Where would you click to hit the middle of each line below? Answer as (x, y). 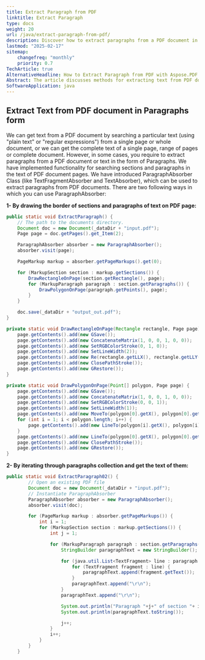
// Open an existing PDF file (67, 482)
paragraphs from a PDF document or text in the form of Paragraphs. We (97, 161)
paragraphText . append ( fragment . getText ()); (139, 572)
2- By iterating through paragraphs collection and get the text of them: (98, 465)
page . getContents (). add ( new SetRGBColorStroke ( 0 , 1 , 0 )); (92, 346)
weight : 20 (20, 29)
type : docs (20, 23)
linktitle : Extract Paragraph (45, 18)
